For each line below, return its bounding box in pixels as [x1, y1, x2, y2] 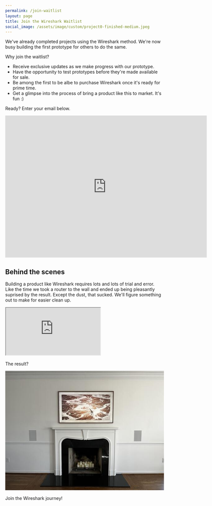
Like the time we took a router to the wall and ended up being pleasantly [5, 286, 155, 292]
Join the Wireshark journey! [5, 495, 63, 501]
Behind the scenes [5, 268, 65, 276]
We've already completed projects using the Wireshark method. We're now [5, 38, 161, 45]
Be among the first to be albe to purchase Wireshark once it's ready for [12, 80, 161, 86]
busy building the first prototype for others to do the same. [5, 44, 127, 50]
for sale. [12, 74, 30, 80]
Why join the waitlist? [5, 54, 49, 60]
